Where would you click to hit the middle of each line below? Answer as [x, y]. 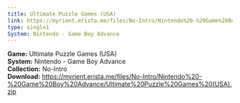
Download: [24, 77]
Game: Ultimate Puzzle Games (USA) [62, 54]
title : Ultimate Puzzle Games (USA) [62, 14]
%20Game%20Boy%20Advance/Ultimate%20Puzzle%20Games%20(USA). [120, 84]
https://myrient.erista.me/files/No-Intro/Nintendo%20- [122, 77]
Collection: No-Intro [37, 69]
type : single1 [29, 27]
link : [15, 21]
